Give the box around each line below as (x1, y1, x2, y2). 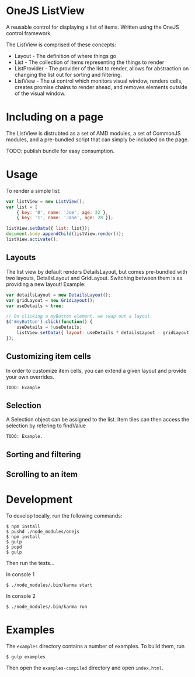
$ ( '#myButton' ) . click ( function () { (6, 319, 93, 325)
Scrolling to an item (6, 470, 78, 479)
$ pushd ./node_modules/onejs (6, 529, 80, 535)
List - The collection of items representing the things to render (14, 59, 165, 66)
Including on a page (6, 110, 104, 124)
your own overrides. (6, 373, 54, 380)
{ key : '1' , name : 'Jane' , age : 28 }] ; (16, 215, 114, 221)
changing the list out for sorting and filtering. (14, 71, 123, 78)
